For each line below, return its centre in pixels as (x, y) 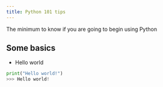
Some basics (31, 48)
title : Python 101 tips (36, 12)
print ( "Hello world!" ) (35, 74)
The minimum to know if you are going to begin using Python (82, 29)
